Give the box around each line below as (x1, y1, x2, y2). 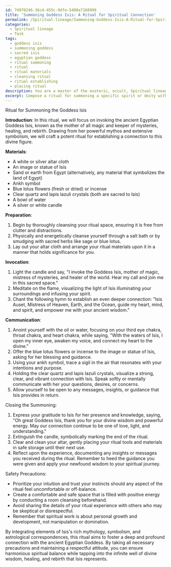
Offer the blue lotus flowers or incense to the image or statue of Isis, (12, 348, 156, 355)
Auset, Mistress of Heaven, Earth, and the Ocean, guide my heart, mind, (12, 301, 164, 308)
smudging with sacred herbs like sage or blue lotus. (12, 238, 121, 245)
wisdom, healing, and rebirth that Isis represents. (5, 556, 108, 562)
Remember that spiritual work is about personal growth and (12, 513, 137, 519)
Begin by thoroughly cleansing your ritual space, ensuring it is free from (12, 222, 163, 228)
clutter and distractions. (12, 227, 63, 233)
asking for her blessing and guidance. (12, 354, 92, 360)
